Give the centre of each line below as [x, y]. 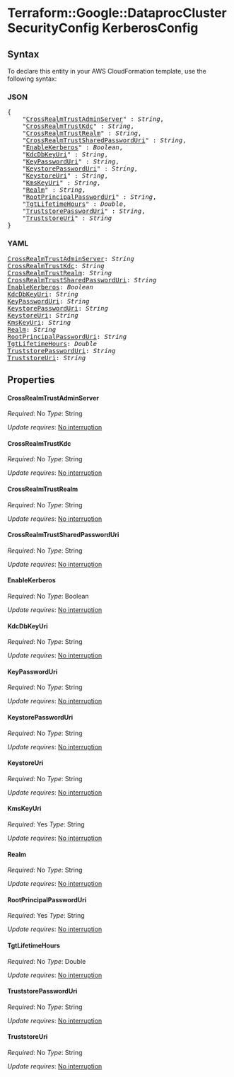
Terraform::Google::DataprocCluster [117, 13]
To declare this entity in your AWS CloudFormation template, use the [107, 71]
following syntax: [32, 79]
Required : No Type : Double [47, 961]
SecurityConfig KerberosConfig [103, 28]
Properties [31, 380]
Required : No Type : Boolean [48, 596]
